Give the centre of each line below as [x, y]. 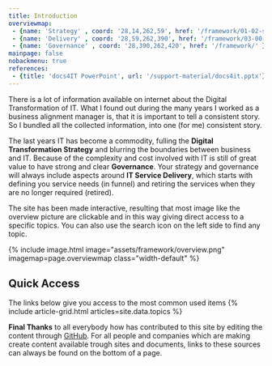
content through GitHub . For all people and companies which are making [130, 336]
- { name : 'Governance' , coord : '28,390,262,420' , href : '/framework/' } [139, 46]
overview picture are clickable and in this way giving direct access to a [126, 216]
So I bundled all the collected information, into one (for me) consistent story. [136, 125]
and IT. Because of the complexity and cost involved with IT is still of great [132, 158]
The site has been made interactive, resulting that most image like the [124, 208]
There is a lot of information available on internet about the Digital [118, 99]
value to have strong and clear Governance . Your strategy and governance [134, 166]
